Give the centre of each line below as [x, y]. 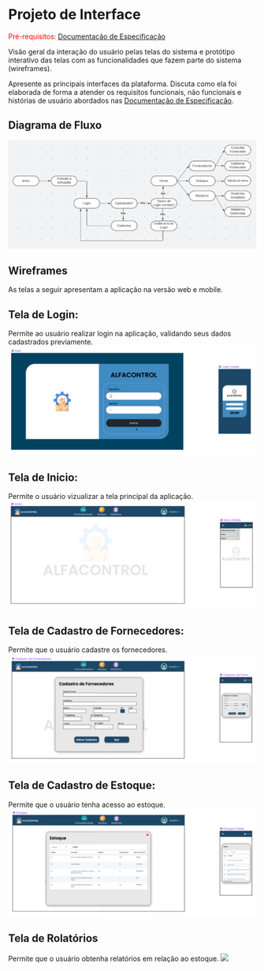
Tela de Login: [43, 315]
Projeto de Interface [74, 15]
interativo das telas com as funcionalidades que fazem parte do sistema [125, 60]
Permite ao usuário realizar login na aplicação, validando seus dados [120, 334]
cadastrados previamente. [50, 342]
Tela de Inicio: [43, 477]
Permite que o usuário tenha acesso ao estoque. [87, 804]
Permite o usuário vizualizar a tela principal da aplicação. [101, 496]
